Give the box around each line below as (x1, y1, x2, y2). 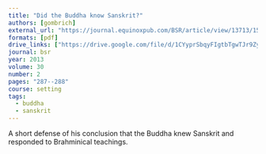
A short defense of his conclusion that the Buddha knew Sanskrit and (8, 129, 234, 138)
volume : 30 (8, 63, 44, 71)
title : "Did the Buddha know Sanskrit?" (8, 11, 144, 20)
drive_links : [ (8, 41, 59, 49)
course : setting (8, 85, 62, 93)
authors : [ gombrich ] (8, 19, 77, 27)
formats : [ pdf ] (8, 33, 59, 42)
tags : (8, 92, 26, 100)
